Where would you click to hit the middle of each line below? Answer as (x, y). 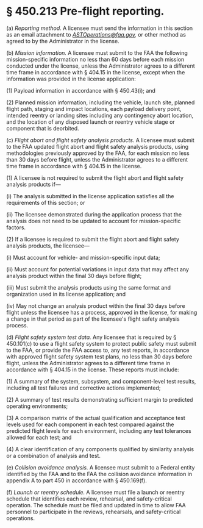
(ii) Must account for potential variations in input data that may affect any (98, 269)
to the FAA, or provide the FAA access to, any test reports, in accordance (98, 350)
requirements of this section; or (46, 202)
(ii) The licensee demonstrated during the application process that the (94, 214)
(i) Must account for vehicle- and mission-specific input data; (83, 257)
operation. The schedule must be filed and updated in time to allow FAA (96, 505)
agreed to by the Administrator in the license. (63, 41)
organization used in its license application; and (66, 294)
